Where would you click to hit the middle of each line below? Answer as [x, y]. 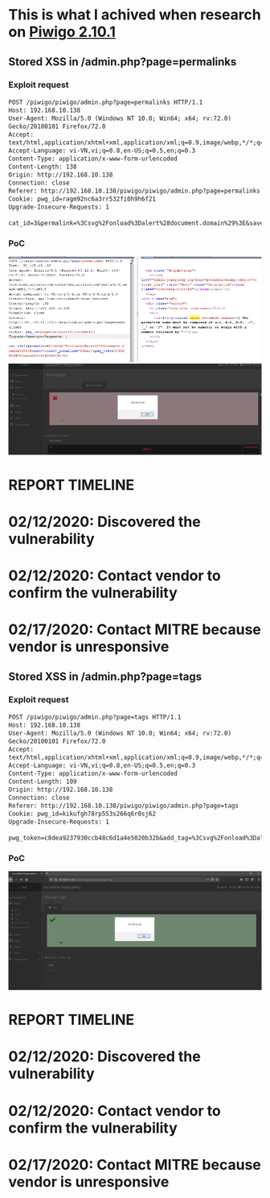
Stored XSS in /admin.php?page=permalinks [123, 62]
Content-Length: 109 [43, 781]
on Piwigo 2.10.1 [62, 32]
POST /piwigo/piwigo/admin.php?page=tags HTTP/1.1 [95, 717]
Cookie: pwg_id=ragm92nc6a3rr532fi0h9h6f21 [82, 199]
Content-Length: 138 [43, 167]
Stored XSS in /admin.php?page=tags [105, 676]
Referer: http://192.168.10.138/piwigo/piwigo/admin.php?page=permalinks [135, 191]
